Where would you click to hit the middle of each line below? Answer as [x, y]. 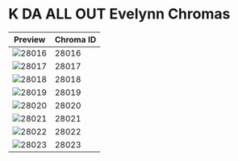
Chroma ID [75, 39]
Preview [29, 39]
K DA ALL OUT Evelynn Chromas [119, 14]
